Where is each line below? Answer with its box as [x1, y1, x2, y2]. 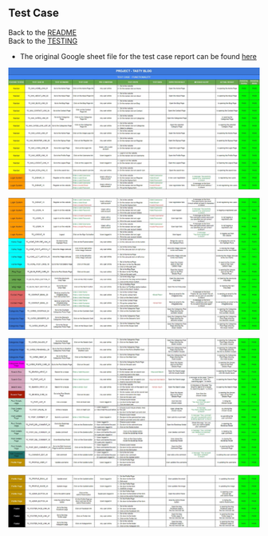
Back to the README [8, 27, 77, 37]
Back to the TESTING [8, 36, 78, 46]
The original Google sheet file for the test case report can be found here [19, 51, 257, 61]
